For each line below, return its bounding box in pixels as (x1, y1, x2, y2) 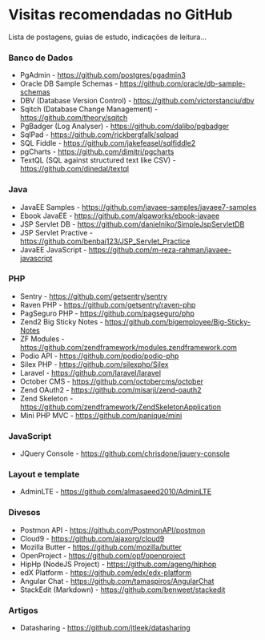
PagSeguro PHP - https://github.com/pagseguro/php (19, 308, 195, 318)
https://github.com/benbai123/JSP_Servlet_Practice (19, 236, 191, 246)
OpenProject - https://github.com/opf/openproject (19, 550, 186, 560)
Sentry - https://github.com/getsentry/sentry (19, 291, 168, 301)
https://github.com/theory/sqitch (19, 113, 128, 123)
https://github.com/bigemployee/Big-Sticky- (104, 316, 251, 326)
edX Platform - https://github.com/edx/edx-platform (19, 567, 192, 578)
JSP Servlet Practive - (19, 227, 94, 237)
